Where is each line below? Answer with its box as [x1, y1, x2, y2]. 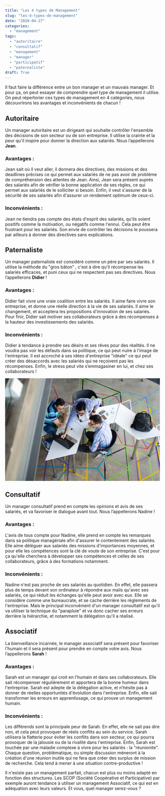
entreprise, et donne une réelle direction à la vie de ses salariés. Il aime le [5, 303, 154, 309]
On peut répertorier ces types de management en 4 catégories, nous [5, 95, 145, 101]
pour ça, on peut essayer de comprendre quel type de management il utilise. [5, 89, 160, 95]
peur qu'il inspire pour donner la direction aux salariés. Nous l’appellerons [5, 138, 154, 144]
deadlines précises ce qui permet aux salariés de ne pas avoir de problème [5, 172, 157, 177]
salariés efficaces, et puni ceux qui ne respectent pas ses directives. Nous [5, 269, 156, 275]
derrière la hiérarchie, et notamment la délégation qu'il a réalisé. [5, 613, 135, 619]
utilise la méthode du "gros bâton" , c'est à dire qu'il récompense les [5, 264, 144, 270]
